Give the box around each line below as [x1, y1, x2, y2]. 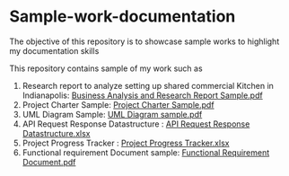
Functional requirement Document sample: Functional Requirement [22, 146, 270, 158]
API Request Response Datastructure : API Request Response [22, 119, 250, 129]
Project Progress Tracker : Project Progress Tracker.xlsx [22, 137, 230, 148]
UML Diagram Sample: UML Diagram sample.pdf [22, 109, 203, 119]
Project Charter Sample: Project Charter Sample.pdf [22, 99, 215, 110]
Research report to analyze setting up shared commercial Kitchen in [22, 80, 274, 91]
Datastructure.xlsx [22, 128, 91, 138]
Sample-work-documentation [9, 6, 236, 27]
